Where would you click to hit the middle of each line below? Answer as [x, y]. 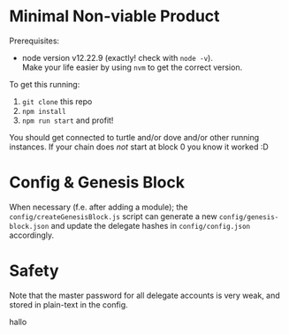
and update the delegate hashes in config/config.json [150, 225]
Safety [34, 271]
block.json [29, 226]
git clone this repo [57, 101]
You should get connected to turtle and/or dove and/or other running [134, 137]
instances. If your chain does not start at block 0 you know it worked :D [139, 147]
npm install [44, 111]
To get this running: [45, 84]
